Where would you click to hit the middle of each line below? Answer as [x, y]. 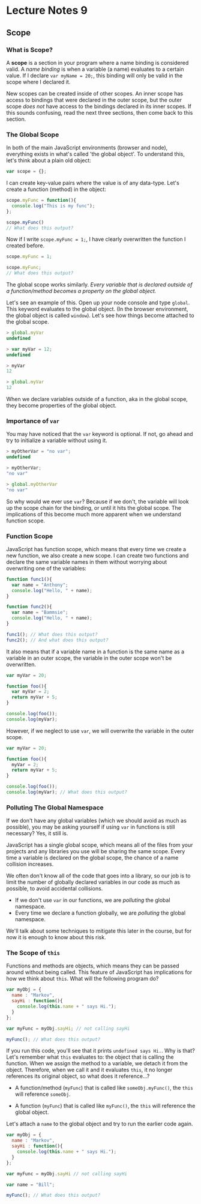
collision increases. [30, 864]
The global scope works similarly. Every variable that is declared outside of [100, 285]
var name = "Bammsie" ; [40, 613]
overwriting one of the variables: [46, 568]
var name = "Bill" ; [31, 1184]
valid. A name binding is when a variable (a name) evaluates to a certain [95, 69]
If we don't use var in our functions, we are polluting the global [92, 900]
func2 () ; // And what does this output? [58, 640]
